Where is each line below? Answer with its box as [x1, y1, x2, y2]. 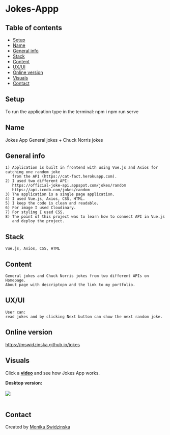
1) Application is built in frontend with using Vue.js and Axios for [5, 165, 158, 170]
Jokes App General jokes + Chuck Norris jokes [5, 137, 103, 143]
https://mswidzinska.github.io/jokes [5, 341, 80, 347]
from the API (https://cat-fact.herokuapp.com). [12, 174, 117, 179]
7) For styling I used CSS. [5, 210, 65, 215]
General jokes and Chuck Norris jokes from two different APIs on [5, 273, 149, 278]
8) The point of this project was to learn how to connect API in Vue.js [5, 214, 165, 219]
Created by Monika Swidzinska [5, 424, 70, 430]
